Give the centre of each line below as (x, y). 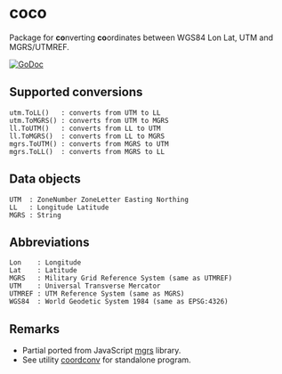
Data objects (45, 179)
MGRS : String (36, 215)
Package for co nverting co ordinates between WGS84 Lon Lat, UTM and (141, 37)
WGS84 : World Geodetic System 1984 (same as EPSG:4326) (119, 302)
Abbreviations (49, 242)
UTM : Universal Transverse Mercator (85, 286)
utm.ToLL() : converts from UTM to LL (85, 113)
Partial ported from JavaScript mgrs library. (101, 351)
